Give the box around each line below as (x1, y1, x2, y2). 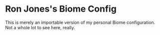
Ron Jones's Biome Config (5, 3, 117, 15)
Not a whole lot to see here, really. (5, 24, 76, 30)
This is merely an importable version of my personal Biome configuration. (5, 19, 156, 25)
